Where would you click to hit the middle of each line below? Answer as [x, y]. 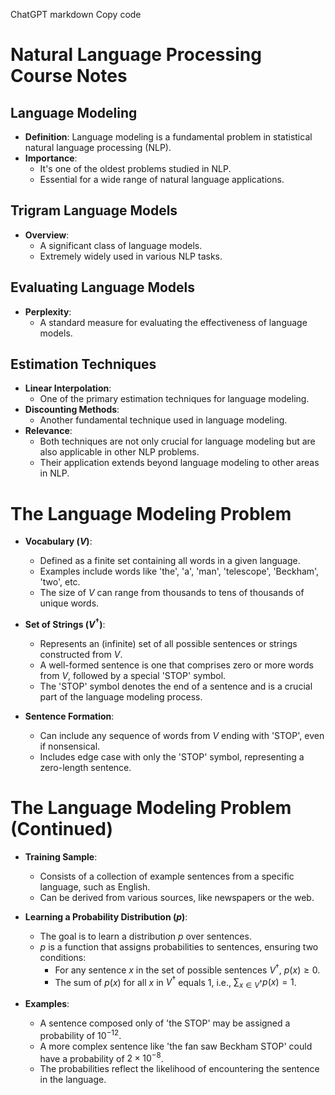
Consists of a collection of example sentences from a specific [167, 876]
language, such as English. [95, 886]
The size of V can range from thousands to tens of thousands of [172, 593]
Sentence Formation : [69, 716]
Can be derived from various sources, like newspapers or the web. [177, 897]
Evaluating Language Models [103, 287]
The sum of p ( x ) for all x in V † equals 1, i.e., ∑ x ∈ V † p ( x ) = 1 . [175, 982]
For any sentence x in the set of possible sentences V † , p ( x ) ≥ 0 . [187, 969]
